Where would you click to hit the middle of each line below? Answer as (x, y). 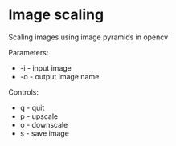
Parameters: (29, 52)
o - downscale (44, 124)
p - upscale (39, 116)
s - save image (45, 133)
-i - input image (46, 68)
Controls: (23, 92)
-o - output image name (59, 76)
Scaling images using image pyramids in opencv (88, 37)
